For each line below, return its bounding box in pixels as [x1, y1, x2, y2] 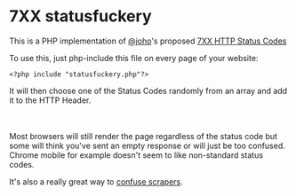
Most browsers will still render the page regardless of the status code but [9, 130, 278, 141]
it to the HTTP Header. [9, 95, 92, 106]
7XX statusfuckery [9, 6, 152, 27]
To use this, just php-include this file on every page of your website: [9, 52, 259, 63]
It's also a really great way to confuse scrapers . [9, 176, 184, 187]
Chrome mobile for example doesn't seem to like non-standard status [9, 149, 264, 161]
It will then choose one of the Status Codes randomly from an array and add [9, 85, 287, 96]
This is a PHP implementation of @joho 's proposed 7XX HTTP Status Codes [9, 35, 287, 46]
